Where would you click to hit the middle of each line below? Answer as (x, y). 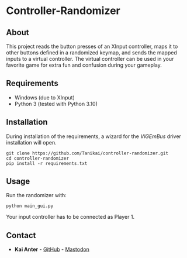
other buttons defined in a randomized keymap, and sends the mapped (91, 53)
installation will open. (31, 142)
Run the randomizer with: (37, 195)
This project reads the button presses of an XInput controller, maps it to (92, 46)
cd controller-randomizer (37, 158)
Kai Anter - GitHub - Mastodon (52, 249)
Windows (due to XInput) (44, 97)
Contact (21, 235)
